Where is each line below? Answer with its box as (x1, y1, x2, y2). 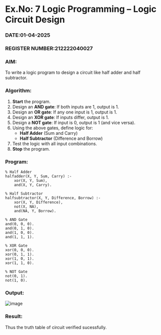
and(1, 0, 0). (5, 230, 35, 235)
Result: (5, 313, 23, 320)
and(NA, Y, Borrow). (14, 208, 56, 214)
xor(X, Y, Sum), (14, 178, 48, 183)
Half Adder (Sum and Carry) (19, 130, 78, 136)
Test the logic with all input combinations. (12, 140, 98, 147)
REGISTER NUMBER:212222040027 (5, 45, 93, 52)
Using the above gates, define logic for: (12, 125, 93, 131)
